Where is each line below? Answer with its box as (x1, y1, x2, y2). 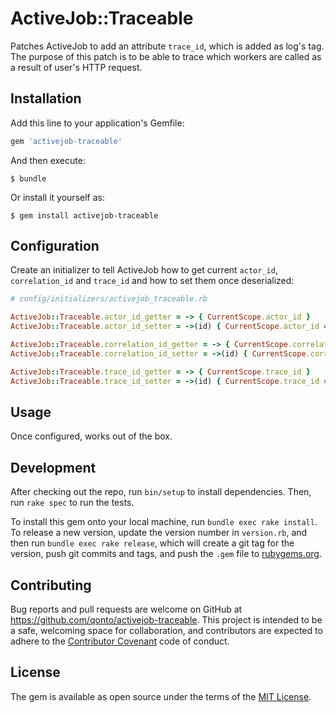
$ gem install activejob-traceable (10, 210, 159, 221)
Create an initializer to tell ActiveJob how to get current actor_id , (10, 264, 278, 276)
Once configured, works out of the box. (10, 430, 173, 442)
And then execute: (10, 154, 86, 166)
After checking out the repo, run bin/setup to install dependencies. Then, (10, 486, 312, 498)
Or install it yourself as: (10, 191, 105, 203)
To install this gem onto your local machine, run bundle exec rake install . (10, 516, 318, 528)
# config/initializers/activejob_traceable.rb (10, 294, 208, 304)
